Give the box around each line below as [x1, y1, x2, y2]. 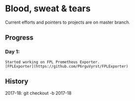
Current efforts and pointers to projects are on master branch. [5, 19, 130, 25]
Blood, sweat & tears [5, 3, 91, 14]
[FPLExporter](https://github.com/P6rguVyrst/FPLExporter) [5, 64, 129, 69]
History [5, 77, 28, 86]
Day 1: [5, 48, 20, 55]
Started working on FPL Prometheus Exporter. [5, 60, 100, 65]
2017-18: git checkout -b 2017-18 [5, 90, 72, 96]
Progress [5, 34, 33, 42]
